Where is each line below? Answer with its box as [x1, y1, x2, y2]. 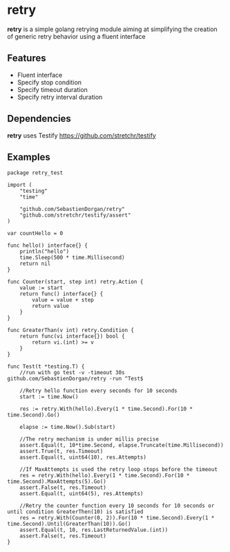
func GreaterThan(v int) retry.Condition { [7, 327, 135, 334]
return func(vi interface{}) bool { [19, 333, 126, 340]
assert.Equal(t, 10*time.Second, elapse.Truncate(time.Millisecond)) [19, 442, 224, 449]
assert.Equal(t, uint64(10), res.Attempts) [19, 454, 147, 461]
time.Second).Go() [7, 412, 60, 418]
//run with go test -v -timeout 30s [19, 369, 126, 376]
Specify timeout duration [17, 85, 88, 93]
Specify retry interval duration [17, 93, 103, 101]
